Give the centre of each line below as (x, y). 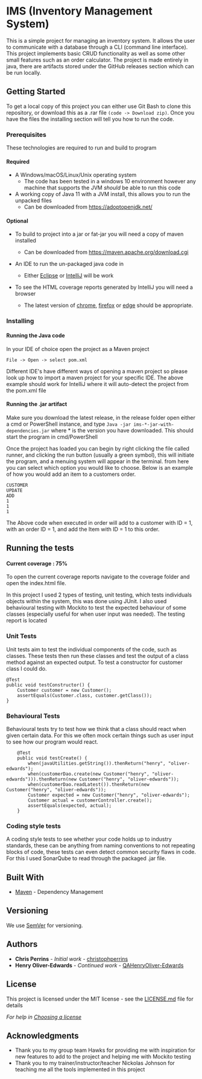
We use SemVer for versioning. (45, 925)
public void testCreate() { (52, 758)
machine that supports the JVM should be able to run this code (102, 188)
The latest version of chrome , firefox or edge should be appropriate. (109, 305)
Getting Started (36, 92)
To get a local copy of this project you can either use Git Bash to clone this (99, 106)
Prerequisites (26, 134)
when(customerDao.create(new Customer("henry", (89, 774)
